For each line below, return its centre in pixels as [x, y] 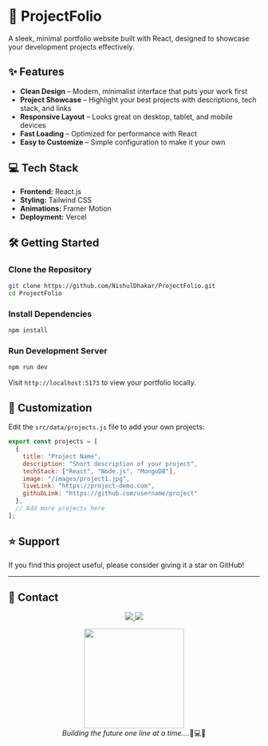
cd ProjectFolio [35, 294]
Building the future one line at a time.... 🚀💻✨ [134, 733]
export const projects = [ [53, 442]
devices [33, 125]
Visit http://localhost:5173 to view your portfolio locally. [102, 383]
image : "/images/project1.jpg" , [76, 479]
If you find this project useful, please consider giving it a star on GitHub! [126, 565]
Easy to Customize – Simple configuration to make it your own [122, 142]
